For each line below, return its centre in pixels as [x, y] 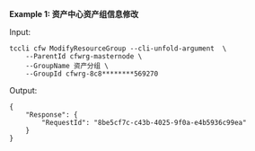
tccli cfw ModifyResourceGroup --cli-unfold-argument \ [118, 49]
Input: [20, 32]
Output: [23, 90]
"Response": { [52, 115]
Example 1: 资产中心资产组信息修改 [74, 14]
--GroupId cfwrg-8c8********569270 [92, 74]
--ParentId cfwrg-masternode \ [84, 57]
